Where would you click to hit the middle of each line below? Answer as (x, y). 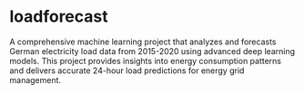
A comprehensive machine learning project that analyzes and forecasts (143, 42)
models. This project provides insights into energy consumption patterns (146, 61)
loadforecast (59, 17)
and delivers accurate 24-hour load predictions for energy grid (127, 70)
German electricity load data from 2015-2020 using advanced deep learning (152, 51)
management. (35, 80)
